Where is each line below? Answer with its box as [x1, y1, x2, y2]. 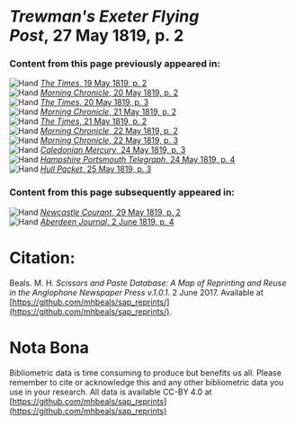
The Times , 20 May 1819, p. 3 [40, 97, 149, 108]
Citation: [9, 247, 76, 268]
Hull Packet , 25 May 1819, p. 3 [40, 164, 152, 174]
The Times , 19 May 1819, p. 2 [40, 78, 147, 89]
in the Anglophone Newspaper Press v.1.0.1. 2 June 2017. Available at [9, 287, 264, 297]
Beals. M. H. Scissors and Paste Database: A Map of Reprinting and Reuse [9, 277, 287, 288]
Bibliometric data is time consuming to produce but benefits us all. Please [9, 367, 282, 378]
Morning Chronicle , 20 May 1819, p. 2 [40, 87, 178, 98]
